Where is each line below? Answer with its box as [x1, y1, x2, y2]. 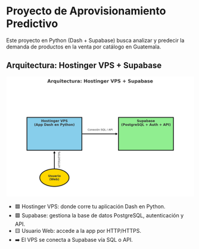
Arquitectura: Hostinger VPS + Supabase [6, 60, 162, 71]
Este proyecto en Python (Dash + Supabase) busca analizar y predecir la [6, 37, 185, 44]
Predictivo [6, 17, 58, 31]
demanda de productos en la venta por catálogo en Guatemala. [6, 43, 161, 50]
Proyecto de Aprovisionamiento [6, 4, 166, 18]
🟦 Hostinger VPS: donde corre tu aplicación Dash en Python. [14, 202, 166, 210]
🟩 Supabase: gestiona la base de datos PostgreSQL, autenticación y [14, 211, 184, 219]
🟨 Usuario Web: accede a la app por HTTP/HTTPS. [14, 227, 142, 234]
